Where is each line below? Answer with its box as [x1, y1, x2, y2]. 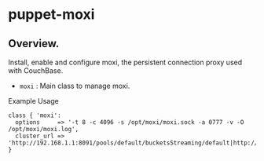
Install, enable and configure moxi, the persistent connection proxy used [8, 57, 243, 67]
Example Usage [8, 97, 59, 105]
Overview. [8, 37, 60, 50]
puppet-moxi [8, 5, 95, 24]
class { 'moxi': [8, 112, 61, 119]
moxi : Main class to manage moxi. [19, 81, 130, 90]
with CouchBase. [8, 66, 64, 75]
